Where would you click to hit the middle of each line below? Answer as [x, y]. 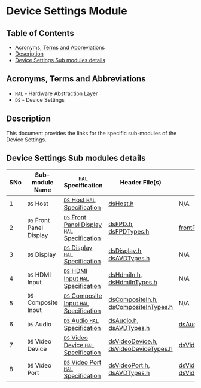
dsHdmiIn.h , [125, 275]
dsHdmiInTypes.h [133, 283]
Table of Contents [40, 33]
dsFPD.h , [121, 224]
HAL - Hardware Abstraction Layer [56, 93]
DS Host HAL [80, 200]
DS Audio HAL [81, 320]
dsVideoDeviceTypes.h [141, 349]
